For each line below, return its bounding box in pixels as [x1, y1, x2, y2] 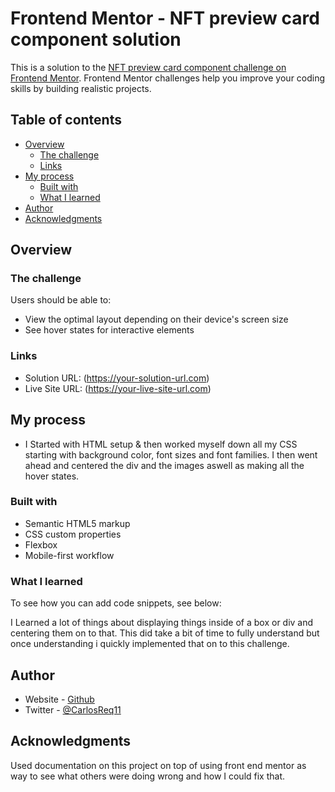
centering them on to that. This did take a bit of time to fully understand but [10, 627, 320, 639]
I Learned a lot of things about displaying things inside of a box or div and [10, 617, 314, 629]
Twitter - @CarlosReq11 [24, 703, 122, 716]
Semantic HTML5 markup [24, 517, 131, 529]
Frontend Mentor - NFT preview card [10, 7, 320, 30]
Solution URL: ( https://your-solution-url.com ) [24, 372, 210, 384]
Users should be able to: [10, 294, 112, 306]
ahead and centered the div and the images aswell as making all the [24, 459, 305, 471]
